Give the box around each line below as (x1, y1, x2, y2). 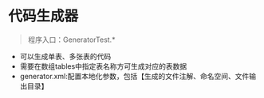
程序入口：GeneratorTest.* (27, 35, 116, 44)
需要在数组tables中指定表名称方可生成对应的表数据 (19, 61, 187, 71)
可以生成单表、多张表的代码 (19, 51, 112, 61)
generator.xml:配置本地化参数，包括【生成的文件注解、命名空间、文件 (19, 71, 250, 81)
